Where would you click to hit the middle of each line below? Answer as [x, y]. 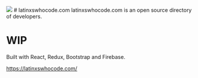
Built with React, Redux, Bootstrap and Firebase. [66, 57]
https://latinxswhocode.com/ [42, 68]
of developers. [24, 16]
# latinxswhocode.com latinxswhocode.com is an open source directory [103, 10]
